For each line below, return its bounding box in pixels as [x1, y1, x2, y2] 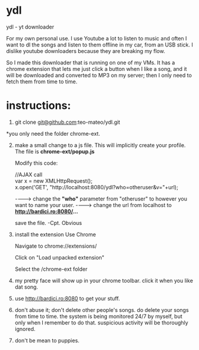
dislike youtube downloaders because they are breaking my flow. [6, 47, 165, 54]
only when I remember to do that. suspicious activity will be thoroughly [14, 319, 188, 326]
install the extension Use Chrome [14, 230, 96, 238]
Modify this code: [14, 159, 58, 167]
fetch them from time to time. [6, 78, 78, 85]
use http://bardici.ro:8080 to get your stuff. [14, 295, 120, 302]
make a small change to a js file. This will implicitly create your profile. [14, 141, 186, 149]
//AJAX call [14, 171, 43, 178]
